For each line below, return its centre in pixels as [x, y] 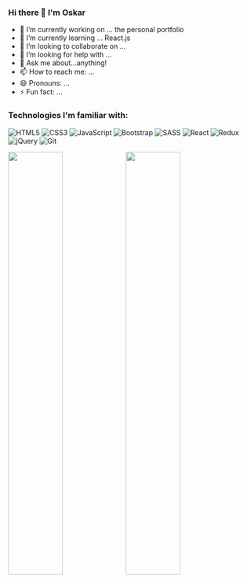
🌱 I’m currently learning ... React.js [75, 38]
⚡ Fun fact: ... [41, 92]
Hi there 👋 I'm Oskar [47, 13]
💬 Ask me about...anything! [63, 63]
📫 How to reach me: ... [57, 72]
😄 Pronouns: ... [45, 83]
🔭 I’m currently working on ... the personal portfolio [102, 30]
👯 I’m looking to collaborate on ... [73, 46]
